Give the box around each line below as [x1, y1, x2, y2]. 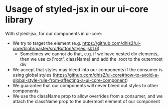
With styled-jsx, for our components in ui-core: [5, 30, 102, 36]
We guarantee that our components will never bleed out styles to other [12, 82, 159, 88]
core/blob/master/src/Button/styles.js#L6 [12, 45, 98, 51]
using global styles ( [12, 72, 55, 78]
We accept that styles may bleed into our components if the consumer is [12, 66, 163, 73]
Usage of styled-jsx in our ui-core [5, 3, 149, 15]
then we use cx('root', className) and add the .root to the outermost [20, 56, 163, 62]
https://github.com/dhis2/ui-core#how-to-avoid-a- [54, 72, 159, 78]
